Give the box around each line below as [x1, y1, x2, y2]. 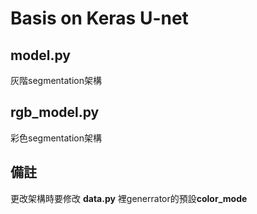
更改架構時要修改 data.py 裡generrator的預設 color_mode [10, 192, 248, 204]
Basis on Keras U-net [10, 7, 189, 30]
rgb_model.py [10, 104, 100, 121]
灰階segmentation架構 [10, 75, 102, 86]
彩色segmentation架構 [10, 132, 102, 144]
